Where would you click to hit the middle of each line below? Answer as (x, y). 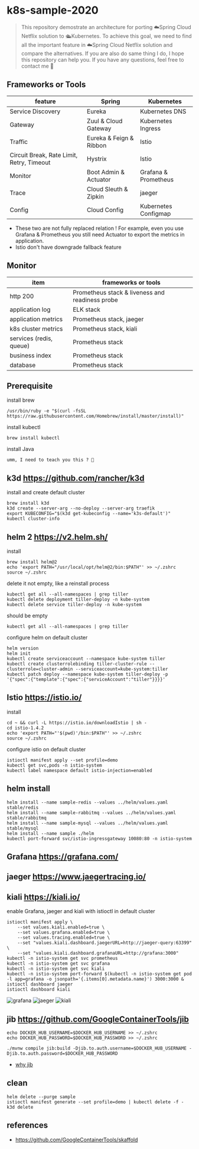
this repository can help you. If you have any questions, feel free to (102, 59)
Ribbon (97, 145)
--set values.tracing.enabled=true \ (64, 938)
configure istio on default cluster (46, 749)
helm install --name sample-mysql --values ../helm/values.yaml (87, 823)
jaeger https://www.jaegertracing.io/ (76, 877)
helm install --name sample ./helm (50, 833)
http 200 (22, 296)
